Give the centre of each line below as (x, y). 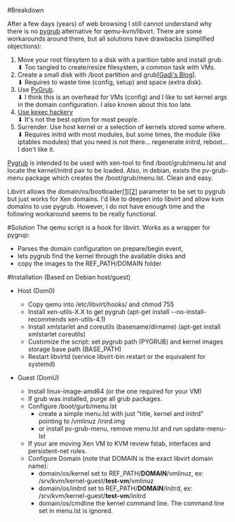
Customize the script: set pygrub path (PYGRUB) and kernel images (126, 341)
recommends (47, 319)
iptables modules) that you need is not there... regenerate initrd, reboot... (122, 142)
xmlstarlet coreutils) (57, 334)
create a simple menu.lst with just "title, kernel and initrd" (121, 413)
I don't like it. (36, 149)
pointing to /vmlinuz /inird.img (81, 421)
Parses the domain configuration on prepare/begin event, (100, 248)
